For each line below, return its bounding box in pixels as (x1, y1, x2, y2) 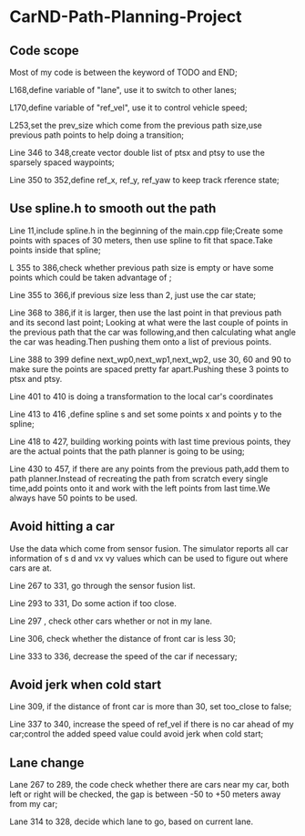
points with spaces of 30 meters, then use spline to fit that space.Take (9, 234, 273, 245)
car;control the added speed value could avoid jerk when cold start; (9, 728, 264, 739)
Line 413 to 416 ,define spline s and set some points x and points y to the (9, 408, 282, 419)
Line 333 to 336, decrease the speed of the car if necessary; (9, 650, 238, 662)
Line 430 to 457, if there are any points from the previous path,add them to (9, 463, 290, 474)
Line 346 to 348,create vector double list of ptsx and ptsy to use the (9, 148, 266, 158)
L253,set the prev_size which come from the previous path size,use (9, 120, 262, 130)
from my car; (9, 799, 58, 810)
